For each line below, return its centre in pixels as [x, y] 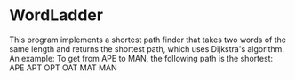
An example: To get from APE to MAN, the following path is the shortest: [141, 58]
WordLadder [56, 15]
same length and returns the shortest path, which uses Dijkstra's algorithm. [147, 48]
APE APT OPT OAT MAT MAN [63, 68]
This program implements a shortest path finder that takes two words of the [148, 40]
